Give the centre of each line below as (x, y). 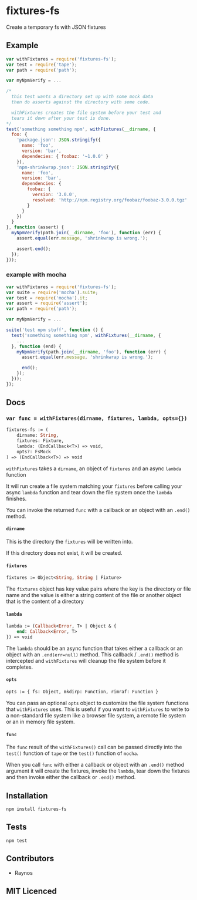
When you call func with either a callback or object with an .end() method (95, 765)
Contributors (30, 859)
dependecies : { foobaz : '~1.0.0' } (65, 156)
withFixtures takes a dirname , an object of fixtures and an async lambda (94, 468)
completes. (20, 667)
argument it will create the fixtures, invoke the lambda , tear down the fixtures (98, 771)
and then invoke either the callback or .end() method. (71, 777)
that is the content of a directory (45, 601)
